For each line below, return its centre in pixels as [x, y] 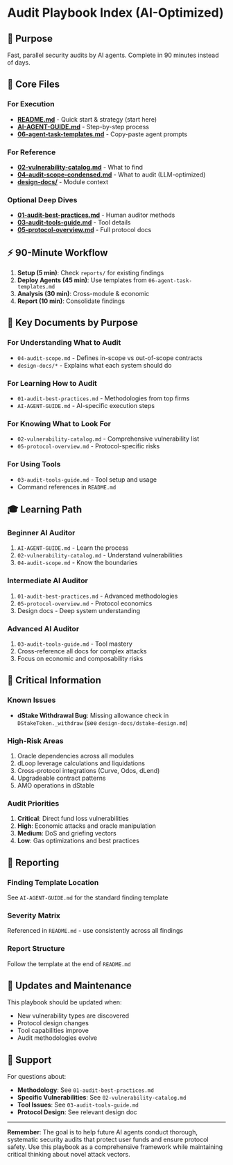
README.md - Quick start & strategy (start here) [87, 119]
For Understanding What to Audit [64, 343]
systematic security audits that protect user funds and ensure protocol [108, 1140]
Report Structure [36, 949]
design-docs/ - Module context [63, 181]
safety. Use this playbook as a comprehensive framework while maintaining [115, 1147]
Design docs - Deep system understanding [79, 610]
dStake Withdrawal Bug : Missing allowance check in [93, 715]
